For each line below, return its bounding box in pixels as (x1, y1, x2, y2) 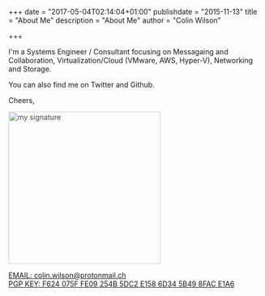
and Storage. (8, 64, 52, 74)
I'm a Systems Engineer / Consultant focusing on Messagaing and (8, 47, 229, 56)
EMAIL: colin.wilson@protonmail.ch (8, 271, 126, 280)
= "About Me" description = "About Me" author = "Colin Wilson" (8, 15, 221, 25)
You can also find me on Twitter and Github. (8, 80, 156, 89)
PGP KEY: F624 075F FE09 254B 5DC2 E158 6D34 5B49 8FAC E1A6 (8, 279, 235, 289)
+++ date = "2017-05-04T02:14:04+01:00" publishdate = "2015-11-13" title (8, 7, 258, 16)
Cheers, (8, 96, 35, 105)
